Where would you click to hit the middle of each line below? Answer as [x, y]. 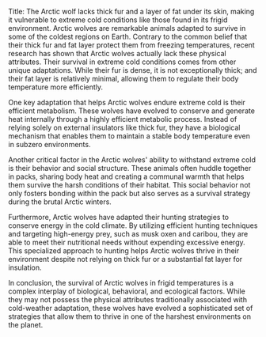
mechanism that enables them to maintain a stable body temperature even [129, 136]
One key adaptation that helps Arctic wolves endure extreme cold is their [127, 102]
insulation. [25, 267]
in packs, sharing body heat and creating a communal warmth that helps [126, 176]
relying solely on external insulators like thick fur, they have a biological [124, 127]
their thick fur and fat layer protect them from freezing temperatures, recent [131, 45]
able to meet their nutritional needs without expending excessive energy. [127, 242]
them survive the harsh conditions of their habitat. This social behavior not [129, 185]
